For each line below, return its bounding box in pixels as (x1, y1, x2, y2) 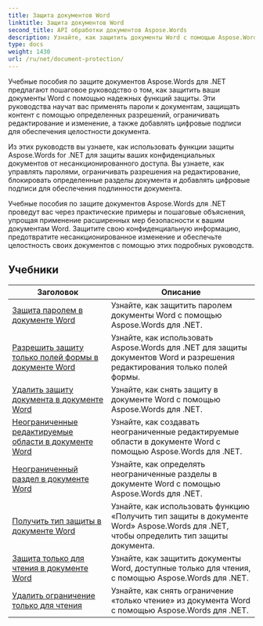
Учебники (8, 264, 59, 277)
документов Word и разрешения (110, 351, 235, 362)
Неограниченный (12, 464, 78, 475)
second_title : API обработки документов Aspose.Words (8, 26, 188, 34)
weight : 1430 (8, 48, 51, 56)
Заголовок (37, 286, 79, 297)
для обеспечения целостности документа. (8, 126, 151, 136)
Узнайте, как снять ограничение (110, 585, 234, 596)
